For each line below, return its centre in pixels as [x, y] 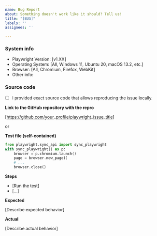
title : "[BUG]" [20, 18]
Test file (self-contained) [31, 136]
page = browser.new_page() [41, 158]
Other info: [23, 75]
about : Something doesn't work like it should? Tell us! [64, 14]
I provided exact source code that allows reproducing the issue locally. [82, 98]
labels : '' [16, 23]
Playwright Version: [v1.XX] [39, 59]
